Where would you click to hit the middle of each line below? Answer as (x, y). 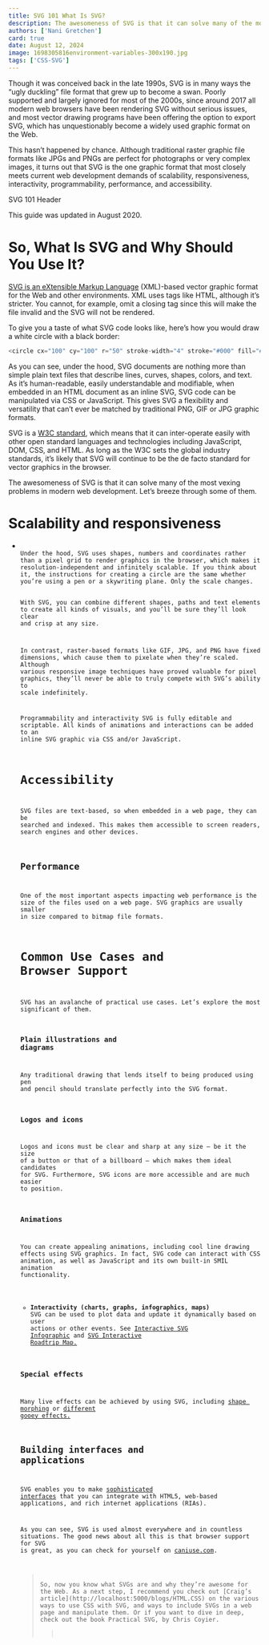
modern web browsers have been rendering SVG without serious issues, (128, 108)
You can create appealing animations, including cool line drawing (134, 1247)
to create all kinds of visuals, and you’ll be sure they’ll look (133, 609)
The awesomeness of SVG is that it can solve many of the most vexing (124, 483)
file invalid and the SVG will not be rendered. (82, 312)
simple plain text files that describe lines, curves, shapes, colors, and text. (130, 374)
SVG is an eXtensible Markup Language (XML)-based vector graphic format (133, 286)
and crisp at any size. (60, 623)
